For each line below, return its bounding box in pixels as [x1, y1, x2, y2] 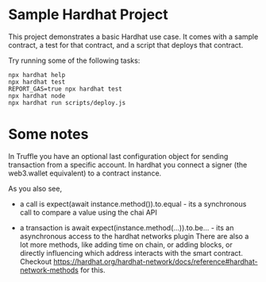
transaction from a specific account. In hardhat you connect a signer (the [8, 160, 248, 169]
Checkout [19, 257, 52, 266]
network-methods [19, 265, 79, 275]
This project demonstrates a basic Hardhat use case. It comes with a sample [8, 32, 259, 41]
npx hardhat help [8, 71, 66, 79]
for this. [80, 265, 106, 275]
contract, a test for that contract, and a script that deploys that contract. [8, 40, 244, 49]
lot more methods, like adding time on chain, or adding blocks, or [19, 240, 233, 249]
